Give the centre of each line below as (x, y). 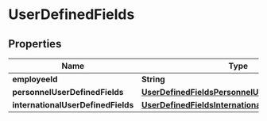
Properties (35, 44)
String (153, 79)
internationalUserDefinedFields (73, 105)
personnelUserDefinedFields (68, 92)
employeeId (35, 79)
